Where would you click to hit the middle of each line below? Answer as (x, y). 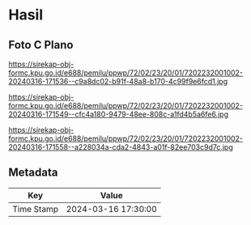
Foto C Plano (41, 45)
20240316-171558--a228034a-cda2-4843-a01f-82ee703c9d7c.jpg (121, 147)
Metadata (33, 173)
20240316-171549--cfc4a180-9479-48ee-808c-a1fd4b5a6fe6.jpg (119, 114)
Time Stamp (36, 209)
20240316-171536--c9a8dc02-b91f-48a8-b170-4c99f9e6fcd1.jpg (118, 81)
